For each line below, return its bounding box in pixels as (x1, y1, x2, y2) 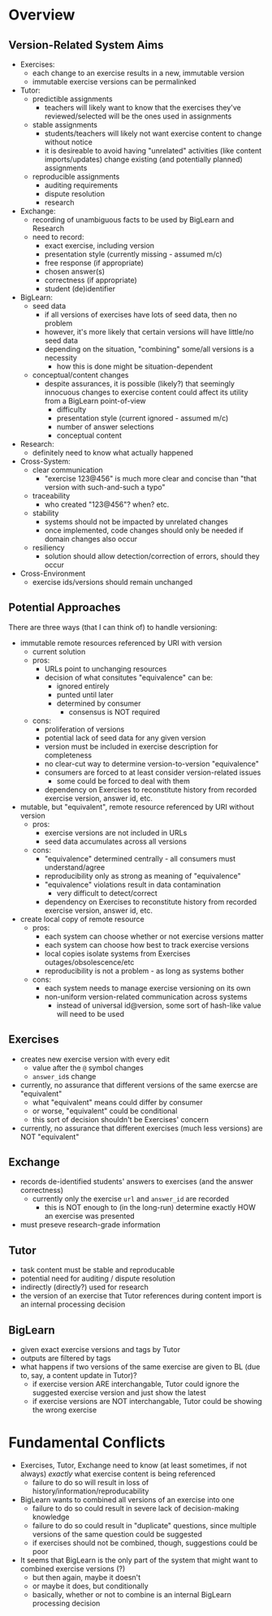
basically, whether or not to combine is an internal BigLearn (32, 1590, 231, 1599)
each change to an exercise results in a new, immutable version (32, 68, 245, 78)
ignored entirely (56, 681, 110, 691)
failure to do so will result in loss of (32, 1478, 149, 1487)
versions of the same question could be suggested (32, 1529, 203, 1539)
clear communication (32, 465, 103, 474)
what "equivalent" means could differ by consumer (32, 1097, 203, 1107)
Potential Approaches (8, 601, 121, 615)
